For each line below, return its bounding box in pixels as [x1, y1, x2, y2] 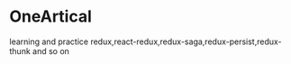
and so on [32, 45, 70, 56]
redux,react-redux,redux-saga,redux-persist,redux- [89, 36, 282, 47]
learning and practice [9, 36, 88, 47]
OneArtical [9, 6, 93, 27]
